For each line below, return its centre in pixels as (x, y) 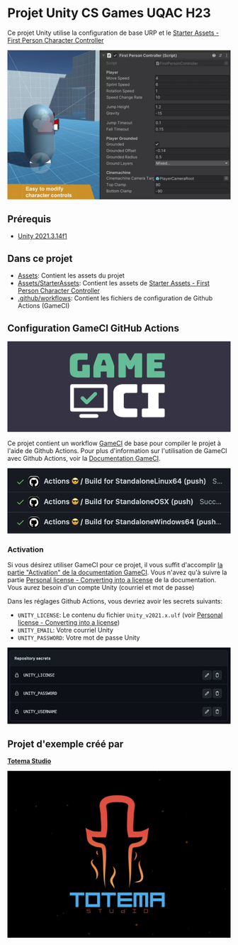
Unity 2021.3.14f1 (42, 236)
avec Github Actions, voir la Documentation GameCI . (84, 458)
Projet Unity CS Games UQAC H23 (109, 13)
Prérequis (29, 219)
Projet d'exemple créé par (66, 744)
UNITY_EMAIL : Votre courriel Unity (65, 630)
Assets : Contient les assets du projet (71, 275)
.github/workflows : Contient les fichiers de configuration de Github (115, 298)
